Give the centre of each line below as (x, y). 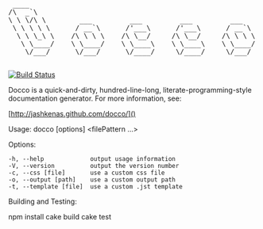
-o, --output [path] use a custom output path (92, 180)
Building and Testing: (43, 201)
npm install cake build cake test (60, 217)
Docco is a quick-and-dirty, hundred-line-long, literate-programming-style (130, 90)
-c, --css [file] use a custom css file (87, 173)
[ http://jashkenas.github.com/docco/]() (72, 114)
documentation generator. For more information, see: (95, 98)
